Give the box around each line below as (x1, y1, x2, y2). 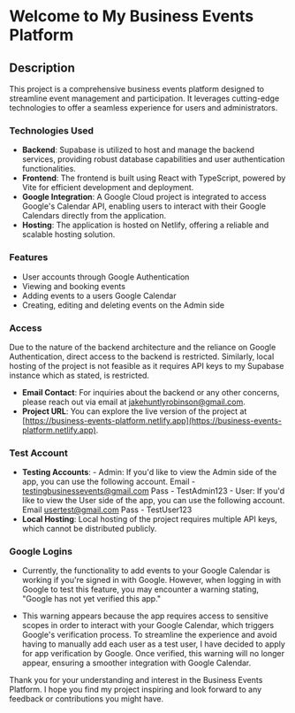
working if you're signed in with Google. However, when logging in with (21, 575, 282, 586)
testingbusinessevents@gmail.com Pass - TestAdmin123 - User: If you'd (21, 486, 285, 496)
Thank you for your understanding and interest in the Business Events (9, 675, 263, 686)
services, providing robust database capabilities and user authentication (21, 154, 285, 165)
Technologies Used (9, 124, 95, 136)
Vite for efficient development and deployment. (21, 182, 194, 193)
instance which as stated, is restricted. (9, 370, 150, 380)
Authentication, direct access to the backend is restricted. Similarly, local (9, 351, 275, 362)
